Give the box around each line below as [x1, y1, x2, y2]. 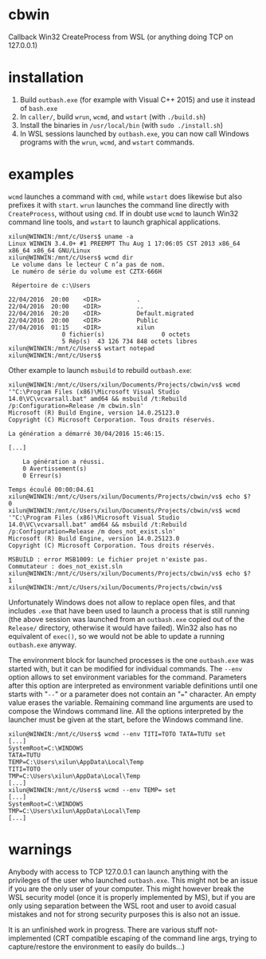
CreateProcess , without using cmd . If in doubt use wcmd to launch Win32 [8, 208, 239, 218]
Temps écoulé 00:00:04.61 [8, 485, 94, 493]
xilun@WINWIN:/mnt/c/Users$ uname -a [8, 232, 134, 240]
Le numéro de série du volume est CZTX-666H [11, 267, 162, 275]
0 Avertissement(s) [22, 465, 88, 473]
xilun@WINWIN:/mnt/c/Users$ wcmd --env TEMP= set [8, 786, 177, 794]
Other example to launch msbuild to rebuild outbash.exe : [8, 365, 193, 374]
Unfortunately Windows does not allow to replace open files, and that [8, 597, 236, 607]
